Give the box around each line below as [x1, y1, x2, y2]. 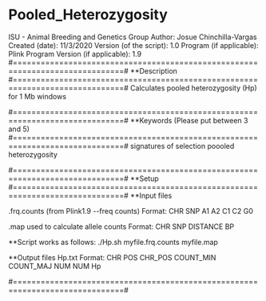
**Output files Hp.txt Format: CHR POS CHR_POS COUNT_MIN [8, 252, 216, 262]
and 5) [8, 124, 30, 134]
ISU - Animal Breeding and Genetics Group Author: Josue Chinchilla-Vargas [8, 32, 257, 42]
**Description [130, 66, 178, 75]
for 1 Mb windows [8, 91, 66, 101]
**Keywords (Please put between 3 [130, 115, 248, 125]
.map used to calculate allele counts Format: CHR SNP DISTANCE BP [8, 222, 235, 231]
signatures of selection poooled [130, 141, 235, 150]
